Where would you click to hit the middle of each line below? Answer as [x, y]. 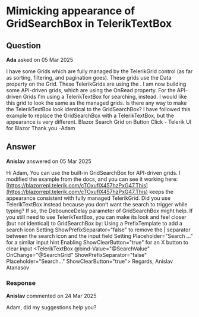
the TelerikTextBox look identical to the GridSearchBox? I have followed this [98, 109]
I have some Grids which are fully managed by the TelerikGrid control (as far [99, 71]
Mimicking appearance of [71, 11]
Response [21, 283]
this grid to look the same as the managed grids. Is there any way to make [97, 103]
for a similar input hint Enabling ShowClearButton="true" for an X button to [97, 242]
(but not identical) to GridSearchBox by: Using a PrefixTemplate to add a [94, 223]
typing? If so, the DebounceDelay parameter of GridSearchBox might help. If [99, 211]
